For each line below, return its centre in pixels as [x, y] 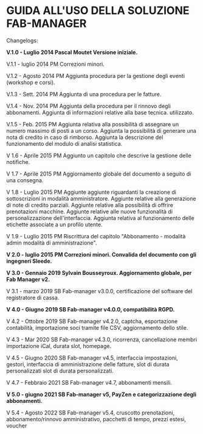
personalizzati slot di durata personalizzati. [60, 371]
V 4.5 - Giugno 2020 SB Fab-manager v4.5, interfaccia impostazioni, [92, 358]
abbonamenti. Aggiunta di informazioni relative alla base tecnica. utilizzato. [100, 112]
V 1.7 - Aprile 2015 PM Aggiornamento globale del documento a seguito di [99, 174]
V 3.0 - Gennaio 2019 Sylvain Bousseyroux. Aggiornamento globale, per [99, 272]
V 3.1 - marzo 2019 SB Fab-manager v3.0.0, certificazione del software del [99, 291]
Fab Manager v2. [28, 279]
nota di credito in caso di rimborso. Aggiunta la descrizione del [85, 137]
